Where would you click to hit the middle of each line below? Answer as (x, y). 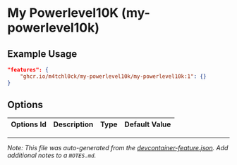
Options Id (29, 124)
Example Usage (42, 54)
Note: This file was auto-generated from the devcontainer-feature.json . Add (118, 148)
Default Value (148, 124)
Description (73, 124)
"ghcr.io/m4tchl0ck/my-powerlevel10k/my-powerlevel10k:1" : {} (113, 76)
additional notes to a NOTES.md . (52, 155)
